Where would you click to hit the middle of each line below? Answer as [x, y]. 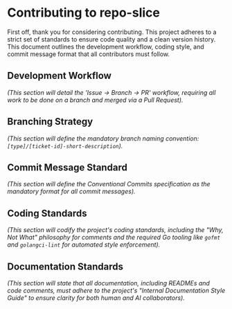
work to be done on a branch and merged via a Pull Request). [95, 100]
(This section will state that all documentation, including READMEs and [108, 283]
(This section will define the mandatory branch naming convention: [103, 138]
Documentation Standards [65, 266]
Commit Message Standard [68, 167]
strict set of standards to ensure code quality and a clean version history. [111, 39]
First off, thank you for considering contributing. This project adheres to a [112, 32]
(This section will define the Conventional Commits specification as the [109, 184]
